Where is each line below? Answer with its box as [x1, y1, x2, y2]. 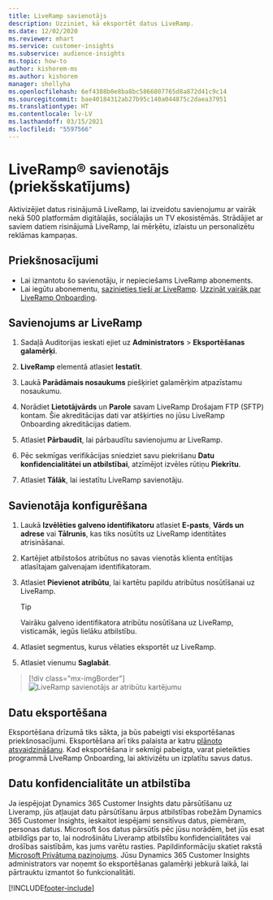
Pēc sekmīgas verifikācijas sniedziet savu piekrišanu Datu [19, 451, 215, 461]
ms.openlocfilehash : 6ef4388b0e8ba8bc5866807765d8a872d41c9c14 [8, 87, 227, 96]
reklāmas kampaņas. [8, 230, 78, 240]
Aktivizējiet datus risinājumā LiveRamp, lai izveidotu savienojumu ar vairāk [8, 204, 257, 214]
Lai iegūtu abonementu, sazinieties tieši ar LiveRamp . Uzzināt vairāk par [19, 283, 262, 293]
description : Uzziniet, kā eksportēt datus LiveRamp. [8, 19, 195, 28]
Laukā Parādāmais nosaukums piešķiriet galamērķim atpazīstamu [19, 378, 242, 387]
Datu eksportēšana [8, 706, 107, 720]
